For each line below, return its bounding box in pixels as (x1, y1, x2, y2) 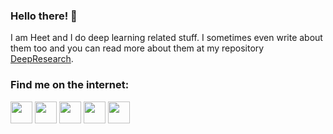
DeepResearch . (10, 53, 74, 65)
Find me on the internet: (10, 78, 130, 92)
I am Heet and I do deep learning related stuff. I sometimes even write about (10, 32, 323, 44)
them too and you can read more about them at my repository (10, 42, 265, 54)
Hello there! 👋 (10, 9, 78, 23)
